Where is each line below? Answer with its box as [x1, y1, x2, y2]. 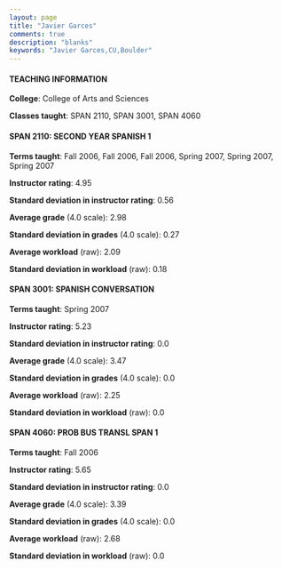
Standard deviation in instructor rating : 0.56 [9, 195, 175, 205]
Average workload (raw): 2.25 [9, 389, 121, 400]
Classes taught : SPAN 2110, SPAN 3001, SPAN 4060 [9, 110, 201, 121]
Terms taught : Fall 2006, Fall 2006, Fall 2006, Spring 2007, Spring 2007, [9, 150, 274, 161]
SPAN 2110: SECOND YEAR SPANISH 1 [9, 131, 152, 141]
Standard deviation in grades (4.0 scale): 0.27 [9, 228, 180, 240]
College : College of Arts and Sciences [9, 93, 149, 104]
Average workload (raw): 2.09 [9, 246, 121, 257]
